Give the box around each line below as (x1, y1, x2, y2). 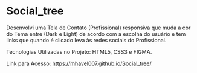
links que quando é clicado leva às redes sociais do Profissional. (6, 36, 167, 44)
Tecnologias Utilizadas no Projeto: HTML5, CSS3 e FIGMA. (6, 48, 152, 55)
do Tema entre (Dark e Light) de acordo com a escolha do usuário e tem (6, 30, 186, 37)
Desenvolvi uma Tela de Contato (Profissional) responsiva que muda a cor (6, 24, 191, 31)
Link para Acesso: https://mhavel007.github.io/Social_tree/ (6, 60, 152, 67)
